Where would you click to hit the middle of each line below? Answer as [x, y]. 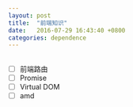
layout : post [30, 15]
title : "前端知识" [38, 23]
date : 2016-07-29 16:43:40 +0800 [67, 30]
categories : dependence [47, 38]
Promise [33, 78]
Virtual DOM [40, 86]
